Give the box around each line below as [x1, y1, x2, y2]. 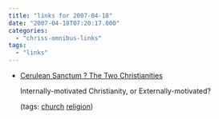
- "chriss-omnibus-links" [15, 34, 103, 42]
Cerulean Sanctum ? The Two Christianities [19, 71, 163, 80]
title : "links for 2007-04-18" [8, 11, 113, 20]
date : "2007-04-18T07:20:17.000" [8, 19, 120, 27]
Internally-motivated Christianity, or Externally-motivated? [19, 86, 211, 96]
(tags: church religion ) [19, 101, 94, 111]
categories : [8, 26, 48, 34]
